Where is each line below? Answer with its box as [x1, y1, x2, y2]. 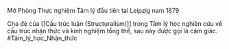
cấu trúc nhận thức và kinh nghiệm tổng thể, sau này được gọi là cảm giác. [7, 27, 218, 35]
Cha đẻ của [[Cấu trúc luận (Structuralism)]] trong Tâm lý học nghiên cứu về [7, 20, 223, 27]
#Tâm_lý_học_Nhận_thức [7, 34, 77, 42]
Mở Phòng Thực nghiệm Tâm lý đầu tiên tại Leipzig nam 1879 [7, 7, 180, 14]
